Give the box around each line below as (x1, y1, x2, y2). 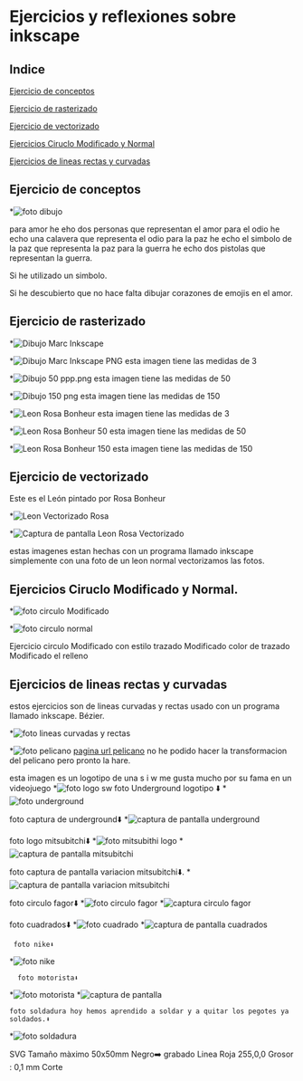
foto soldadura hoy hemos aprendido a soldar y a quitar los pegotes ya (9, 1007, 289, 1016)
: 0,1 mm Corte (9, 1062, 63, 1073)
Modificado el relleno (9, 650, 89, 662)
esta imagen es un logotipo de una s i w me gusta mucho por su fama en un (9, 772, 292, 784)
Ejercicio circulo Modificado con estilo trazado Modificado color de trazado (9, 641, 290, 652)
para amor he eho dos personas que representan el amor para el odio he (9, 224, 280, 234)
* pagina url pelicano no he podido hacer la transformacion (9, 745, 288, 757)
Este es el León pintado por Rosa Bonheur (9, 493, 166, 504)
